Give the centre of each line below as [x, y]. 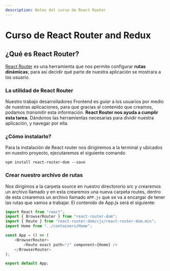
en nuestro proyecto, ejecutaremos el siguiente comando [65, 153]
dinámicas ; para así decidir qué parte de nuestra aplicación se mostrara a [83, 71]
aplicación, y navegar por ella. [37, 123]
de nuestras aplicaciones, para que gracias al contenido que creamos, [79, 107]
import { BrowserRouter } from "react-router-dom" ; [61, 217]
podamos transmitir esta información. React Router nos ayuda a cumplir [82, 112]
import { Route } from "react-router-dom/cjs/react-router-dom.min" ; [81, 221]
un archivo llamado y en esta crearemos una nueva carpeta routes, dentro [83, 191]
